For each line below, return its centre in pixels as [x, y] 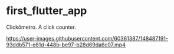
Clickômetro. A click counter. [41, 27]
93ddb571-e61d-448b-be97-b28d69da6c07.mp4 [66, 45]
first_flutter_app [47, 11]
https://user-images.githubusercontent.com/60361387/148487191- [87, 38]
